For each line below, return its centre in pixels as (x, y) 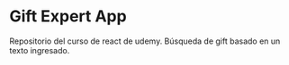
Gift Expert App (68, 16)
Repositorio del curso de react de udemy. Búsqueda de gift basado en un (145, 41)
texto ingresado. (40, 50)
